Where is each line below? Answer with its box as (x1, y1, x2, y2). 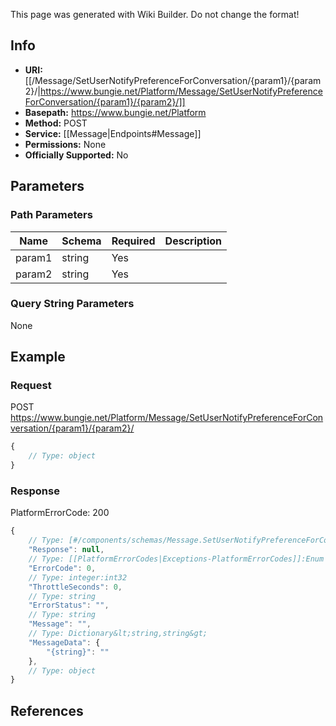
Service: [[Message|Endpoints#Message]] (24, 127, 202, 139)
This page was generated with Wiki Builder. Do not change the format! (10, 9, 300, 20)
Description (164, 234, 223, 248)
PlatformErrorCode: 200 (10, 507, 110, 519)
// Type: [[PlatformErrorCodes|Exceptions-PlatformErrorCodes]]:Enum (28, 554, 325, 564)
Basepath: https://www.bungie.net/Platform (24, 106, 207, 118)
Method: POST (24, 117, 88, 129)
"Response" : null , (28, 545, 105, 555)
